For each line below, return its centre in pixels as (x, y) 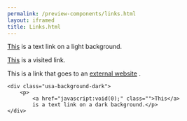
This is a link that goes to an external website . (74, 73)
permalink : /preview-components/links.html (72, 14)
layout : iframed (31, 20)
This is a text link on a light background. (65, 47)
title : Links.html (34, 27)
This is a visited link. (36, 60)
